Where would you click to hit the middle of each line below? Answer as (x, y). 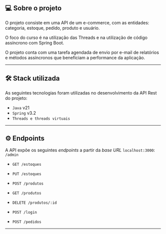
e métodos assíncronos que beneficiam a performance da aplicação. (75, 57)
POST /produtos (28, 184)
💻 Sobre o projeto (33, 8)
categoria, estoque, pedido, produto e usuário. (52, 28)
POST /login (24, 212)
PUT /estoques (27, 174)
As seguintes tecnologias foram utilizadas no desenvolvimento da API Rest (81, 93)
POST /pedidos (27, 222)
